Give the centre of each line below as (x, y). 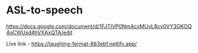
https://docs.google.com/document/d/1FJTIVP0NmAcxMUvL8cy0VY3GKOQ (99, 26)
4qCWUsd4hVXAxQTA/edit (39, 32)
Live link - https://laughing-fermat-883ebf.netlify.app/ (72, 44)
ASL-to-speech (45, 10)
